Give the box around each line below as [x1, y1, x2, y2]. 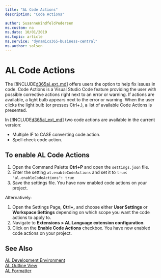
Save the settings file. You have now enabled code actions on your [12, 180, 147, 185]
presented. [5, 107, 27, 113]
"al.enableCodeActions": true [12, 175, 75, 180]
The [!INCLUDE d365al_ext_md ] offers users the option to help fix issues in [5, 81, 156, 87]
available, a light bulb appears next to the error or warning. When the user [5, 96, 155, 102]
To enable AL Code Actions [5, 151, 90, 159]
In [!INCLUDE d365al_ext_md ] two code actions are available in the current [5, 117, 156, 123]
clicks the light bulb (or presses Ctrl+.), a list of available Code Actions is [5, 102, 152, 108]
